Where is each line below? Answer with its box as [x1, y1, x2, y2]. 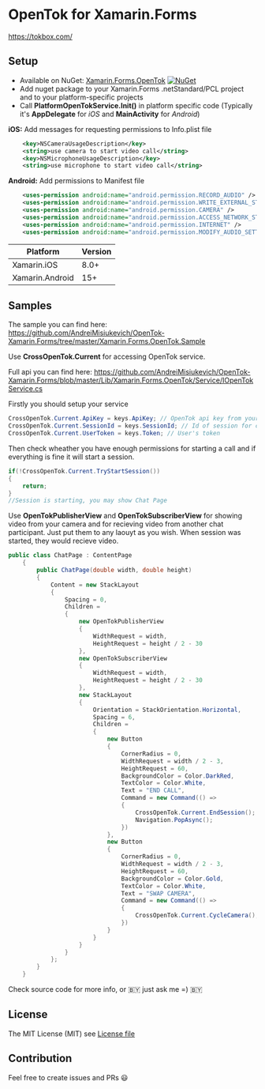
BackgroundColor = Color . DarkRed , [121, 772, 235, 780]
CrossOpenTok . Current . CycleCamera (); [135, 911, 259, 920]
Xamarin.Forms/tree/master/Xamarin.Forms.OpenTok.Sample [8, 337, 206, 346]
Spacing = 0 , [64, 595, 108, 604]
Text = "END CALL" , [121, 786, 185, 795]
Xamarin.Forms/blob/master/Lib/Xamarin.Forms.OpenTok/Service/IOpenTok [8, 375, 254, 385]
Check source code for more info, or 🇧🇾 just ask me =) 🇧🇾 [8, 985, 203, 994]
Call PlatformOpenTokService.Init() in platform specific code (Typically [19, 100, 253, 110]
